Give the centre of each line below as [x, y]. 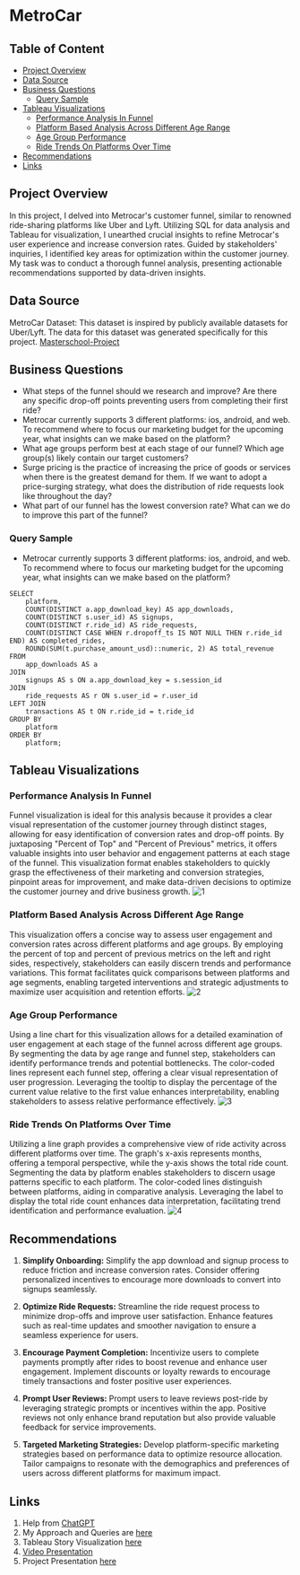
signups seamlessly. [60, 1290]
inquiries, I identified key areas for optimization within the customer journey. [149, 253]
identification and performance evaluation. [88, 1211]
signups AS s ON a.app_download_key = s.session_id [124, 680]
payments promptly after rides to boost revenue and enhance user [145, 1362]
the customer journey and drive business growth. [100, 892]
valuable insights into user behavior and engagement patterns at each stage [150, 853]
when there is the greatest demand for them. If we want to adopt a [145, 477]
